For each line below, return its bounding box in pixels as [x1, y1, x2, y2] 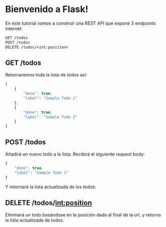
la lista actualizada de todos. [5, 217, 64, 223]
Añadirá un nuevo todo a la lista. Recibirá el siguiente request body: [5, 151, 145, 157]
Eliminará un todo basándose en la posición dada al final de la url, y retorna [5, 212, 161, 218]
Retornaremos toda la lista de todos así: [5, 72, 88, 78]
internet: [5, 25, 23, 31]
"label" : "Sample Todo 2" [23, 114, 78, 119]
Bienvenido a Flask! [5, 4, 89, 15]
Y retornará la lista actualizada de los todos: [5, 184, 97, 190]
